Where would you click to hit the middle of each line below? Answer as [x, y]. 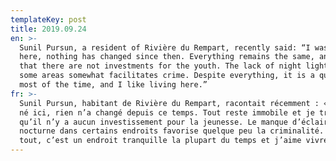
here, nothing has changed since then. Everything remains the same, [167, 57]
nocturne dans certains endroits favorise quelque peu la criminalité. [172, 131]
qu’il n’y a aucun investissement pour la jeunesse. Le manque [153, 122]
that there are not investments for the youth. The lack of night [160, 66]
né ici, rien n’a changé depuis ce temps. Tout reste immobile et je [167, 112]
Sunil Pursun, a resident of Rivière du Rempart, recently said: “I [165, 47]
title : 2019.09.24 [48, 29]
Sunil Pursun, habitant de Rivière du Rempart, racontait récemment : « [174, 103]
